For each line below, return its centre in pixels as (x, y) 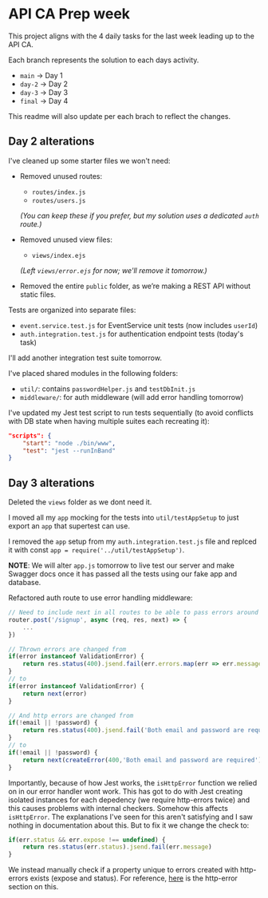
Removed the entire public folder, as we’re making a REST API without (135, 286)
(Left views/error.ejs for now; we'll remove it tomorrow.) (113, 270)
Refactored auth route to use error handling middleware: (100, 598)
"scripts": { (30, 436)
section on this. (33, 887)
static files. (38, 294)
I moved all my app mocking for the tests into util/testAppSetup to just (124, 518)
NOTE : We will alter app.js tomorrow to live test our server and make (122, 566)
